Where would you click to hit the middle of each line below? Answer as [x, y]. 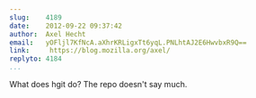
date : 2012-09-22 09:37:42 [66, 26]
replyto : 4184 [36, 59]
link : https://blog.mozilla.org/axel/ [90, 51]
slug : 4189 [36, 17]
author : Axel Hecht [48, 34]
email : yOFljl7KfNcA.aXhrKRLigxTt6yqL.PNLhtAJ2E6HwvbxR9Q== [128, 42]
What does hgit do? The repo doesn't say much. [98, 84]
